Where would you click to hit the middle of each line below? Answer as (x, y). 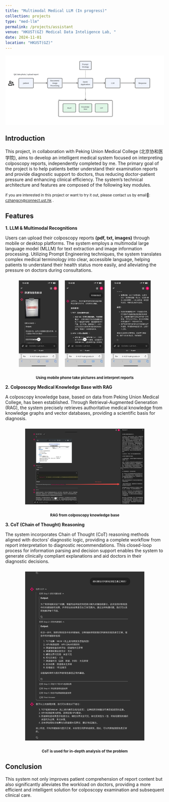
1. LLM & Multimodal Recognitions (41, 228)
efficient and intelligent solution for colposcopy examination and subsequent (85, 790)
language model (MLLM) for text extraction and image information (74, 249)
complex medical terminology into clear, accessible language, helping (78, 260)
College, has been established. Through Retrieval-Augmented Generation (81, 403)
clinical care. (18, 795)
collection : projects (28, 16)
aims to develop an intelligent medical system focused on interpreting (91, 158)
